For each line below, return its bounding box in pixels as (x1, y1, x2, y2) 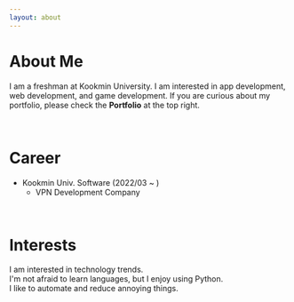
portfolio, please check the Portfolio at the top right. (9, 99, 200, 110)
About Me (9, 51, 83, 71)
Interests (9, 234, 77, 255)
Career (9, 147, 61, 168)
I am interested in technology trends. (9, 264, 144, 275)
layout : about (9, 12, 62, 22)
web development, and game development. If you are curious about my (9, 90, 271, 100)
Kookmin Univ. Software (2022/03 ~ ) (21, 177, 160, 187)
